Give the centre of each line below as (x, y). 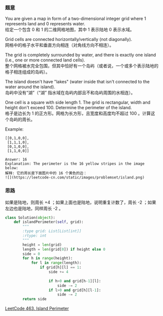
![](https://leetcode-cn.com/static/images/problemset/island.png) (75, 178)
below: (12, 168)
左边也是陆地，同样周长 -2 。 (34, 208)
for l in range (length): (56, 263)
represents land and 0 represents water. (45, 24)
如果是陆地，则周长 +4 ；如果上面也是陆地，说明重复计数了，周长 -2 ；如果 (81, 202)
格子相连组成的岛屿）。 (27, 72)
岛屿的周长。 (22, 119)
